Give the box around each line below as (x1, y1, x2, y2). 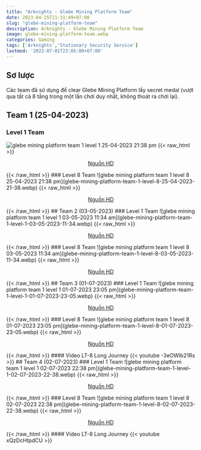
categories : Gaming (6, 37, 55, 43)
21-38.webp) (6, 184, 38, 191)
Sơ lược (6, 70, 35, 81)
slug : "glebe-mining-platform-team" (6, 20, 98, 26)
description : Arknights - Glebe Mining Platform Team (6, 25, 144, 32)
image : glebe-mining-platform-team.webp (6, 31, 109, 37)
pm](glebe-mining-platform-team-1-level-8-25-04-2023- (53, 178, 195, 185)
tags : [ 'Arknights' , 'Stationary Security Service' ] (6, 43, 138, 49)
